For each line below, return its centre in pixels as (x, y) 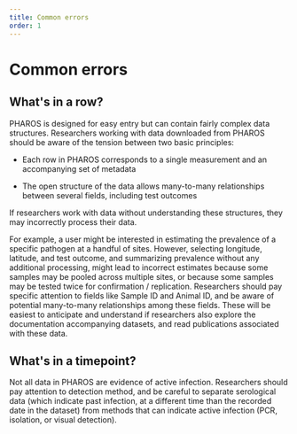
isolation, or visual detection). (63, 420)
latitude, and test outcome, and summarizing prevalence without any (134, 258)
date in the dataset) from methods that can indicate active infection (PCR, (143, 411)
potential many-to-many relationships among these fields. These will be (140, 305)
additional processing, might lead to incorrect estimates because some (139, 267)
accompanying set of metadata (79, 168)
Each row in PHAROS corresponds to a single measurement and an (145, 159)
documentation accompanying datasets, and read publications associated (144, 323)
